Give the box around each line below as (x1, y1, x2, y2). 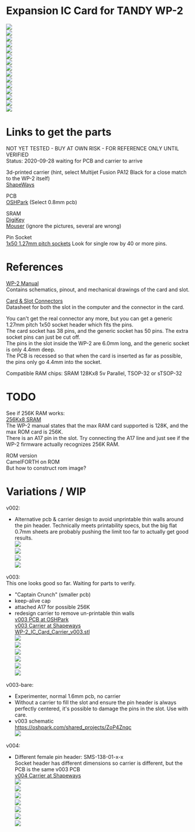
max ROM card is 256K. (6, 428, 63, 435)
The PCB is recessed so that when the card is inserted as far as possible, (6, 352, 183, 359)
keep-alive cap (14, 597, 51, 604)
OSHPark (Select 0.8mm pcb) (6, 198, 77, 205)
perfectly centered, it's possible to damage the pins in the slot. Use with (14, 705, 189, 712)
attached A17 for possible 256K (14, 603, 90, 610)
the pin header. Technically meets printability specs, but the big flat (14, 522, 177, 529)
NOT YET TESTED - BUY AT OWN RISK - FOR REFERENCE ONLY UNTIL (6, 145, 180, 152)
